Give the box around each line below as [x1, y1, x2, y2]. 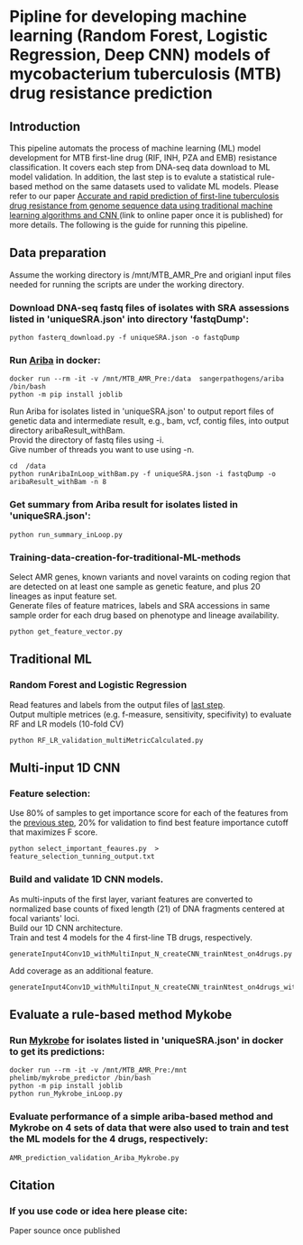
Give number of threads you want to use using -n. [9, 444, 195, 455]
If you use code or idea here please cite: [9, 1204, 188, 1217]
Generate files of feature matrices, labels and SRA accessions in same [9, 600, 271, 610]
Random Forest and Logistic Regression [9, 679, 188, 691]
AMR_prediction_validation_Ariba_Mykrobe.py [9, 1153, 179, 1162]
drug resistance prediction [9, 83, 214, 104]
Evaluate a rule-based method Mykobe [9, 1007, 233, 1022]
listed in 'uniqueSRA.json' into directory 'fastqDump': [9, 313, 250, 325]
